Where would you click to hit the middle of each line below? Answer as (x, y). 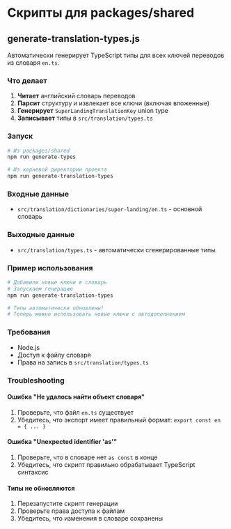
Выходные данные (41, 235)
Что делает (27, 80)
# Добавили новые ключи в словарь (57, 282)
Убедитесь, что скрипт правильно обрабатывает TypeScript (106, 464)
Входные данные (38, 194)
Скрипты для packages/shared (101, 13)
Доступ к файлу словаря (54, 355)
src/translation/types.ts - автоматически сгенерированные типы (116, 250)
